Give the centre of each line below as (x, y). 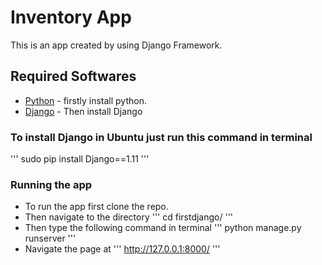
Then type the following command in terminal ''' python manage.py (163, 228)
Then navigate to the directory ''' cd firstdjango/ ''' (129, 217)
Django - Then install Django (83, 111)
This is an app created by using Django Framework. (116, 45)
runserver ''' (50, 238)
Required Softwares (73, 76)
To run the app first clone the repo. (96, 207)
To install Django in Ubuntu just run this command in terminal (161, 137)
